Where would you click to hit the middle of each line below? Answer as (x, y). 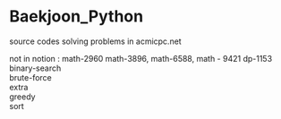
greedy (22, 97)
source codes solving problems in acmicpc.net (95, 41)
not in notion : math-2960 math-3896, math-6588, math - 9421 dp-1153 (141, 58)
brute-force (30, 77)
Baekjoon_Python (77, 17)
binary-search (35, 68)
